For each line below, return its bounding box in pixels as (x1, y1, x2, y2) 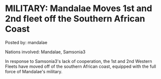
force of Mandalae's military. (5, 68, 62, 74)
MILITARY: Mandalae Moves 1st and (5, 3, 152, 14)
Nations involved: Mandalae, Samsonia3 (5, 49, 86, 55)
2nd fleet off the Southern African (5, 13, 145, 24)
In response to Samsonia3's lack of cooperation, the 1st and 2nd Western (5, 58, 152, 64)
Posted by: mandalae (5, 39, 48, 45)
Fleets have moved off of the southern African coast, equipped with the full (5, 63, 156, 69)
